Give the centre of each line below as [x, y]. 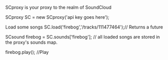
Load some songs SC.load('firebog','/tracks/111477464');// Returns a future [84, 27]
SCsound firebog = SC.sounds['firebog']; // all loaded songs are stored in [83, 37]
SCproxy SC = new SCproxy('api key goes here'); [57, 17]
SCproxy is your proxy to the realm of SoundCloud [58, 7]
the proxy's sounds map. [31, 42]
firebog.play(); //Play [27, 52]
